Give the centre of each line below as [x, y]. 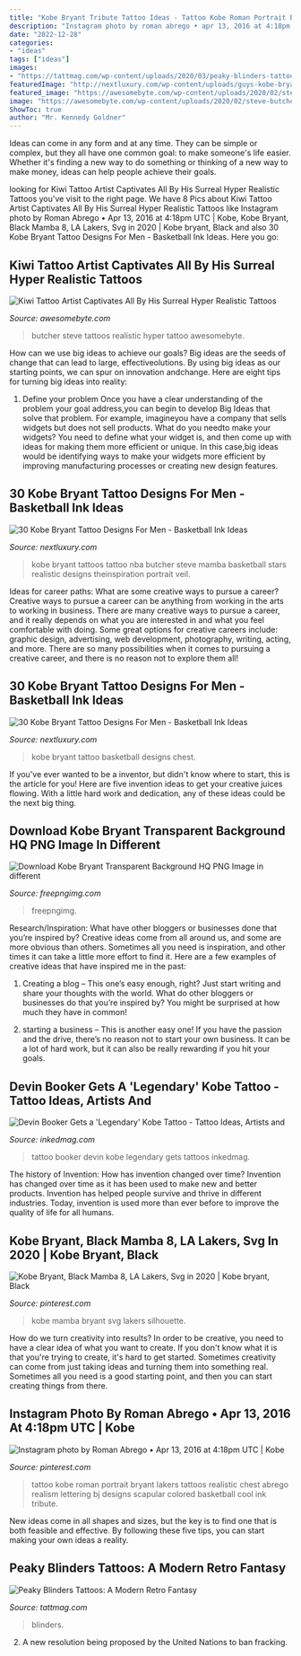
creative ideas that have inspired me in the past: [98, 967]
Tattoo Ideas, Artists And [81, 1100]
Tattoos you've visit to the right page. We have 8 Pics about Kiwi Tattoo [141, 199]
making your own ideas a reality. [69, 1539]
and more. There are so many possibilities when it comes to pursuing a [140, 648]
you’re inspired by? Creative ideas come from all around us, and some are [146, 938]
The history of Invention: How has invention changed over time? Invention [145, 1174]
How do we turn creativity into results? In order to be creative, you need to [146, 1338]
